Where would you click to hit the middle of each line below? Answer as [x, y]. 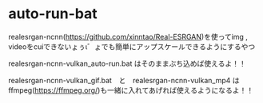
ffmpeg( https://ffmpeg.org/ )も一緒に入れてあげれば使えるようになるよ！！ [131, 90]
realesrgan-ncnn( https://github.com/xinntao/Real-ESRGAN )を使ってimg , [128, 36]
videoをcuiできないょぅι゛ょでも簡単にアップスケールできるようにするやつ [132, 46]
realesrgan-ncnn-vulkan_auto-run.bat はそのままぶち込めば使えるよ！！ [127, 63]
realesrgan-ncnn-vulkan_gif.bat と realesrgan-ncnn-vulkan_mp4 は [124, 80]
